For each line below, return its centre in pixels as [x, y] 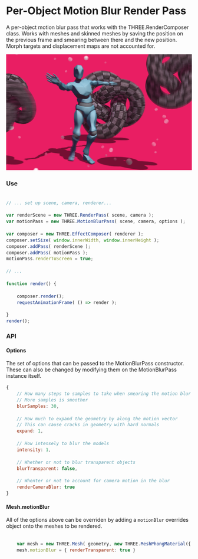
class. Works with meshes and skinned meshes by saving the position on [95, 33]
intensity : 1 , [34, 450]
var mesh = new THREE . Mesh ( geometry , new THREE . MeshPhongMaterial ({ [104, 544]
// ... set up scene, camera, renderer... [59, 203]
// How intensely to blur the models [63, 444]
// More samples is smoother [52, 400]
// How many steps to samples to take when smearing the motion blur [104, 394]
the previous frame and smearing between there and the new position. [92, 40]
